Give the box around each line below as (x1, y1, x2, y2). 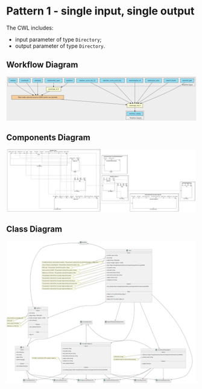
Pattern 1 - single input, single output (6, 4, 195, 18)
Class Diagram (6, 224, 62, 235)
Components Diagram (6, 133, 90, 143)
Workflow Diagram (6, 60, 78, 70)
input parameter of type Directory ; (14, 36, 102, 43)
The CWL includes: (6, 24, 54, 31)
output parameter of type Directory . (14, 42, 106, 49)
